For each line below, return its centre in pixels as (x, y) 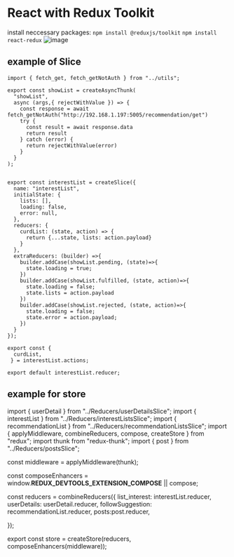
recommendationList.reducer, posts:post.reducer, (79, 511)
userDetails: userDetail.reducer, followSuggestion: (80, 504)
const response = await (55, 109)
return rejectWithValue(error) (71, 145)
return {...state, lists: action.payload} (89, 237)
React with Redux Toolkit (81, 13)
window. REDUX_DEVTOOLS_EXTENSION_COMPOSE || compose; (103, 483)
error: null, (39, 213)
